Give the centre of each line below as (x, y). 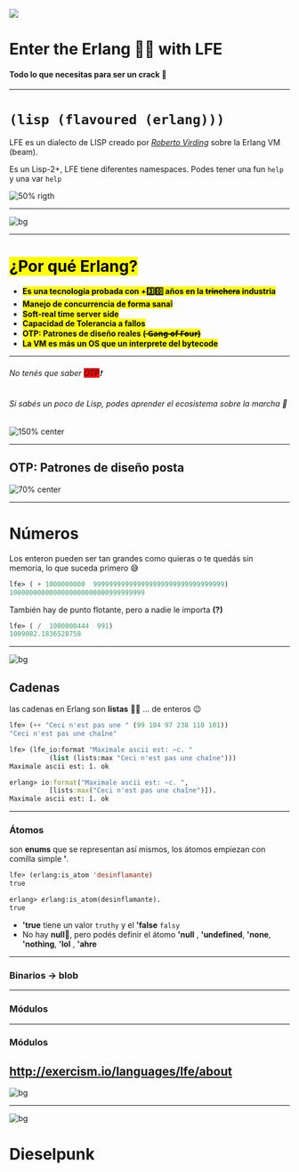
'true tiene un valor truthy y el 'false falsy (101, 925)
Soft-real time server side (70, 314)
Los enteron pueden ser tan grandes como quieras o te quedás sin (131, 558)
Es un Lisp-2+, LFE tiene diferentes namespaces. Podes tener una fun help (146, 169)
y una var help (36, 179)
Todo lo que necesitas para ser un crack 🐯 (88, 74)
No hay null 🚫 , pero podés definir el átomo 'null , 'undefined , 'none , (146, 934)
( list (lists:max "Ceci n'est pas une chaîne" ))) (143, 758)
